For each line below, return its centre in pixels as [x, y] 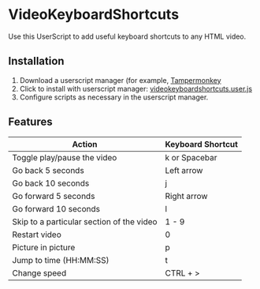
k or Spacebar [191, 157]
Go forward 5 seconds [54, 196]
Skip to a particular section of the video [85, 221]
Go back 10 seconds [51, 183]
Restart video [37, 235]
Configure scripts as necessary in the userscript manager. [114, 97]
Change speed [39, 272]
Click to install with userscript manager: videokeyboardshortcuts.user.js [136, 88]
